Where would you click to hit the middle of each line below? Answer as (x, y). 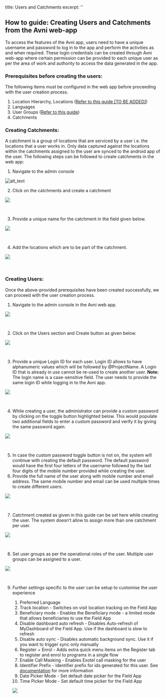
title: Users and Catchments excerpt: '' (44, 7)
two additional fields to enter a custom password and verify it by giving (84, 421)
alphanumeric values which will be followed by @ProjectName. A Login (84, 367)
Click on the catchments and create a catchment (62, 191)
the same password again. (39, 426)
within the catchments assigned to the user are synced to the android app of (83, 151)
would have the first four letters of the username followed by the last (82, 465)
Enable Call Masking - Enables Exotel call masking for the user (83, 660)
